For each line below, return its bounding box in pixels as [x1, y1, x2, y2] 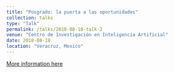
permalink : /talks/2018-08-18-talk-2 [6, 26, 103, 33]
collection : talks [6, 15, 53, 21]
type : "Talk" [6, 20, 40, 26]
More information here [6, 60, 63, 67]
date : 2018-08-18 [6, 37, 51, 44]
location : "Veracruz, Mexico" [6, 44, 84, 50]
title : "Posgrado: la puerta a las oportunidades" [6, 9, 138, 15]
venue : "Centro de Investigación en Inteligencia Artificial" [6, 32, 168, 38]
